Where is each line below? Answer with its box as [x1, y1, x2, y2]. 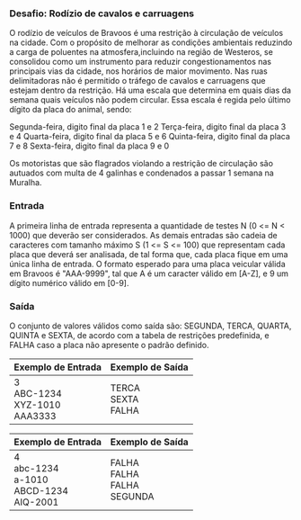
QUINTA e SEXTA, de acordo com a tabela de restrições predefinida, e [9, 329, 270, 340]
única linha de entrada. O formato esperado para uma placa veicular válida [9, 258, 286, 269]
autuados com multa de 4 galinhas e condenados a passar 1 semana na [9, 167, 274, 178]
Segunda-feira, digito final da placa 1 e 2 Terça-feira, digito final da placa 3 [9, 121, 287, 132]
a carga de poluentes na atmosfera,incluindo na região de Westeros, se [9, 47, 274, 58]
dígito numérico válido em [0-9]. [9, 277, 129, 288]
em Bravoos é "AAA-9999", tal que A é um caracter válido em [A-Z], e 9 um [9, 268, 289, 279]
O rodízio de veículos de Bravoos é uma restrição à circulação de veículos [9, 28, 284, 39]
